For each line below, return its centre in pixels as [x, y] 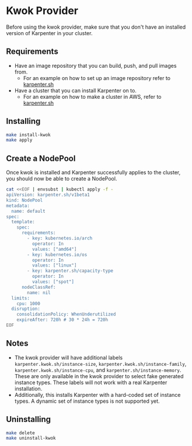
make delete [20, 433]
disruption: [26, 309]
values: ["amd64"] [54, 249]
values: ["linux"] [54, 265]
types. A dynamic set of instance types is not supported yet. [87, 401]
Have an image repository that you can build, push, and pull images [95, 65]
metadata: [18, 206]
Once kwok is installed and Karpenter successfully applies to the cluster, [93, 172]
